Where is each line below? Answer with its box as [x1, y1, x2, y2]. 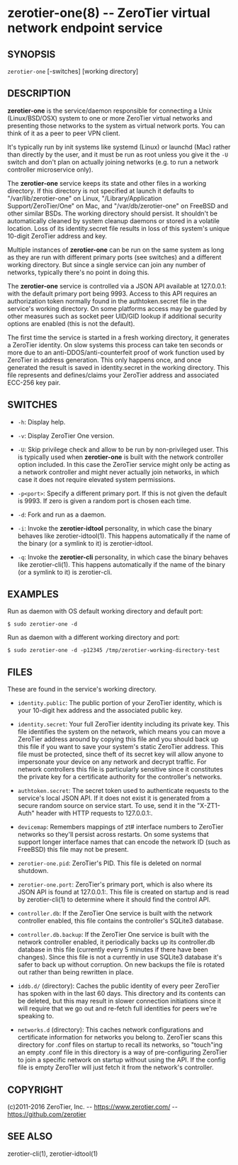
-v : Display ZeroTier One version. [17, 431, 115, 440]
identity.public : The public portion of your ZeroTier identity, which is [17, 699, 222, 707]
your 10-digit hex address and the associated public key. [17, 707, 183, 715]
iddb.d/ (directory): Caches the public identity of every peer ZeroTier [17, 981, 220, 990]
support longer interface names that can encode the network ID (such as [17, 838, 231, 846]
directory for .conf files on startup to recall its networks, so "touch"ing [17, 1040, 223, 1049]
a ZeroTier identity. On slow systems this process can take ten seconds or [7, 340, 223, 349]
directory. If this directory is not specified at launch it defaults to [7, 186, 195, 195]
